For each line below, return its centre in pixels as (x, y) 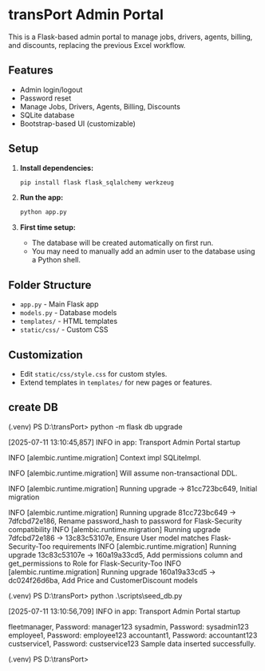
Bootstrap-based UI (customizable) (77, 123)
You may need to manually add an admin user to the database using (143, 251)
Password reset (45, 98)
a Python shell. (56, 260)
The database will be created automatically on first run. (123, 243)
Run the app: (42, 198)
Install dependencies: (57, 168)
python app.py (43, 212)
